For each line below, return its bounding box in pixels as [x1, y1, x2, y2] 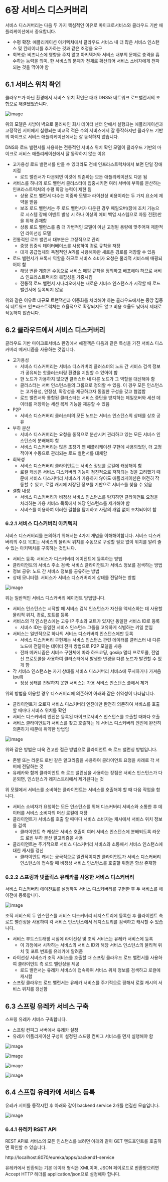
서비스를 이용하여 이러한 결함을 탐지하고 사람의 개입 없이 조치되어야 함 [20, 506, 157, 512]
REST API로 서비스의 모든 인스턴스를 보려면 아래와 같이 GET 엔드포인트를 [5, 1138, 148, 1144]
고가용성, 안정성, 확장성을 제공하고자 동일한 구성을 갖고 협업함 [25, 388, 146, 394]
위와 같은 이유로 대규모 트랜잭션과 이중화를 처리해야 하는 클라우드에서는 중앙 [5, 297, 154, 303]
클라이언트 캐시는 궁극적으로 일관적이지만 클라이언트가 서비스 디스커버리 [20, 853, 161, 860]
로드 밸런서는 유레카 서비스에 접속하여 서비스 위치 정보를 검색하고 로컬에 [20, 967, 161, 973]
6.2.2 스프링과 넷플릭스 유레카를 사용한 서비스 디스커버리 [5, 873, 134, 880]
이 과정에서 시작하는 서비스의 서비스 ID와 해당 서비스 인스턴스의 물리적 [20, 942, 157, 948]
